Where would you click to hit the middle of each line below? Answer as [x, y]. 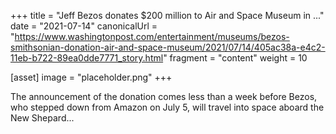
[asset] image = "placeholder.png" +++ [91, 77]
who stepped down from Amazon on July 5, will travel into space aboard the [167, 107]
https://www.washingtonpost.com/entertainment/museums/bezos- [152, 36]
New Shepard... [42, 118]
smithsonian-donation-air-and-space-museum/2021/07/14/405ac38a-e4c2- [168, 47]
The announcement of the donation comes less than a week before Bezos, [164, 96]
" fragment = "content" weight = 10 [235, 58]
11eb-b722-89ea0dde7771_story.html [87, 58]
